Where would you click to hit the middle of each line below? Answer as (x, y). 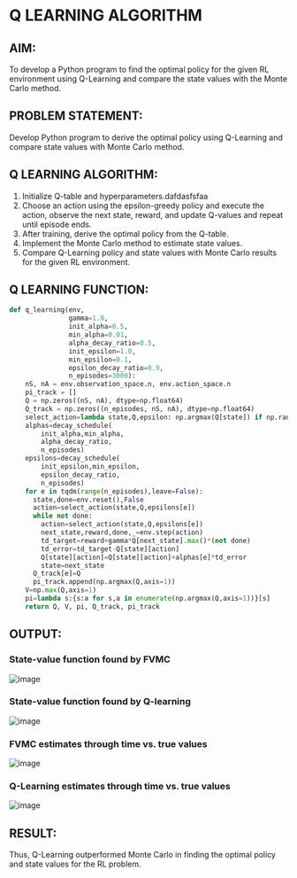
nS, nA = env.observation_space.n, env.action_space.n (128, 385)
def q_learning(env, (47, 310)
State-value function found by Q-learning (100, 702)
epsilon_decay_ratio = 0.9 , (116, 368)
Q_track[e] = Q (57, 574)
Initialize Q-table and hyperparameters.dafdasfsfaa (115, 196)
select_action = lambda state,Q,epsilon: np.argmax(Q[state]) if (144, 417)
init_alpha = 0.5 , (98, 327)
